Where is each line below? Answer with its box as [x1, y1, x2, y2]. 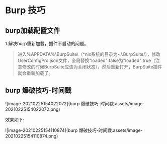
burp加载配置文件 [5, 26, 60, 35]
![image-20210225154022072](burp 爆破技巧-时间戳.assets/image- [5, 100, 145, 106]
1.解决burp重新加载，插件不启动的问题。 [5, 41, 89, 46]
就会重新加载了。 [17, 70, 53, 76]
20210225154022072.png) [5, 106, 60, 112]
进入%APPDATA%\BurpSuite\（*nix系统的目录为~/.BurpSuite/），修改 [17, 51, 161, 57]
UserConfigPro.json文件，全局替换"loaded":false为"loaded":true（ [17, 57, 156, 63]
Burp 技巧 [5, 5, 46, 16]
